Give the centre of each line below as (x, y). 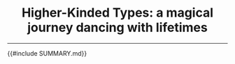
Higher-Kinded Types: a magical (117, 13)
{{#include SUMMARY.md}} (47, 53)
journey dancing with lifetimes (117, 27)
